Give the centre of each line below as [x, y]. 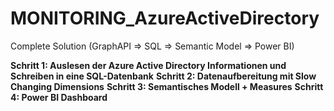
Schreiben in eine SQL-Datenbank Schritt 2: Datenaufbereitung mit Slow [163, 76]
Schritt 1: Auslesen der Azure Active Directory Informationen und [148, 65]
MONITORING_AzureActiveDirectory [165, 18]
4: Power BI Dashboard [59, 97]
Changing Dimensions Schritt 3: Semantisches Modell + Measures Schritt [167, 86]
